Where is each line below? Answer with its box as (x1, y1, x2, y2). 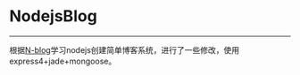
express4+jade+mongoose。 (9, 56, 117, 66)
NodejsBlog (9, 6, 98, 26)
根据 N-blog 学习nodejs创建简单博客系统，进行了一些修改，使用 (9, 44, 240, 55)
